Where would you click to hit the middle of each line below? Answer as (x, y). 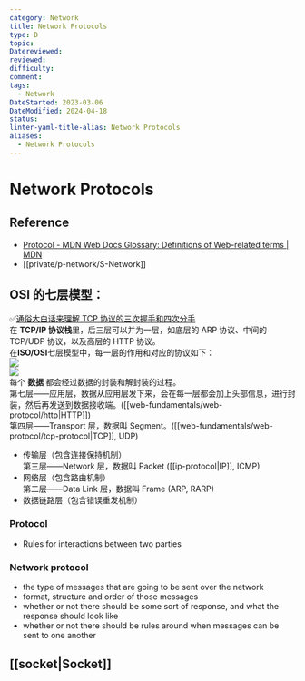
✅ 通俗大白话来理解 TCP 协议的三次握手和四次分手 (103, 318)
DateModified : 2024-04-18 (58, 111)
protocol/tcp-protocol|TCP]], (63, 436)
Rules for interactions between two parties (102, 543)
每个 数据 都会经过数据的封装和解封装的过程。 (95, 381)
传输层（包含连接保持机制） (74, 454)
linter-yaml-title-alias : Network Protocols (95, 128)
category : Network (44, 18)
